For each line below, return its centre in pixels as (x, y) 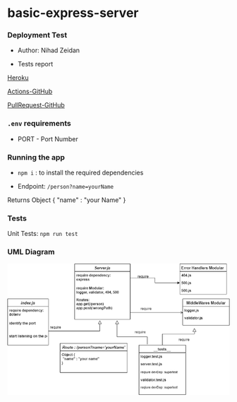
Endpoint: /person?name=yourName (66, 187)
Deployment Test (37, 35)
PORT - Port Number (48, 138)
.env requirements (39, 124)
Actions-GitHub (30, 91)
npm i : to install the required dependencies (80, 173)
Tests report (35, 64)
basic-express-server (73, 13)
